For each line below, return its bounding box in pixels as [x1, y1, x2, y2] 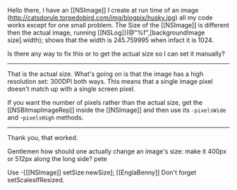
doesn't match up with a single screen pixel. [7, 84, 135, 93]
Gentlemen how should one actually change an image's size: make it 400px [7, 147, 227, 156]
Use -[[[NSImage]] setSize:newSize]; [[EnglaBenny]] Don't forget [7, 168, 197, 177]
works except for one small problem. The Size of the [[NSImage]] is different [7, 21, 229, 29]
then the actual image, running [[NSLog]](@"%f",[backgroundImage [7, 28, 205, 37]
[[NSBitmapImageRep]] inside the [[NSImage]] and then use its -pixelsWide [7, 106, 226, 114]
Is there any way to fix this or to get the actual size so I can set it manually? [7, 49, 226, 58]
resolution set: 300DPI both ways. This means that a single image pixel [7, 77, 213, 85]
